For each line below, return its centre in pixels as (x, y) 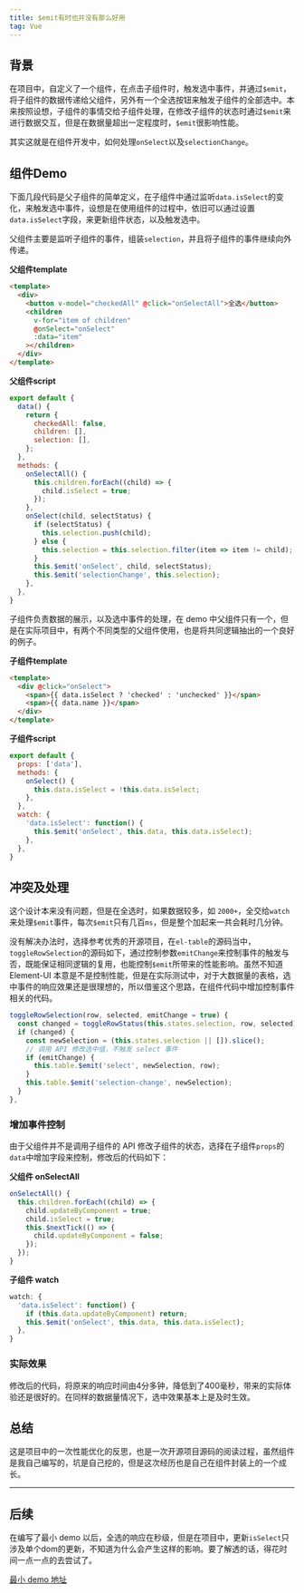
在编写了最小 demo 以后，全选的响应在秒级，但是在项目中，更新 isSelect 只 (149, 1538)
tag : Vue (26, 26)
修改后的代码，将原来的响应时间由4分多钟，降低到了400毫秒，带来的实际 (146, 1385)
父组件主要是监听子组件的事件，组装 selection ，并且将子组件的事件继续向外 (151, 239)
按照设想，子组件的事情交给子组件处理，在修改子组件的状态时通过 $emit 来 (154, 112)
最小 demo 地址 (38, 1579)
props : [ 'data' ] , (50, 764)
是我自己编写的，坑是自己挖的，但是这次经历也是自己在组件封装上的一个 (144, 1463)
